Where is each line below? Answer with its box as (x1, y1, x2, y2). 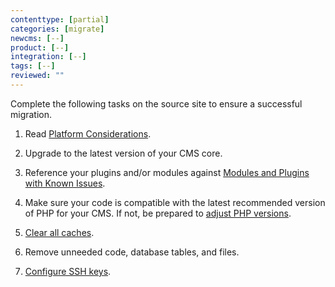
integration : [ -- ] (10, 52, 87, 62)
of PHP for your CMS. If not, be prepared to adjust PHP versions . (24, 207, 292, 219)
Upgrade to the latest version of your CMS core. (24, 147, 223, 159)
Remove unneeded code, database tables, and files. (24, 246, 240, 258)
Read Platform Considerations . (24, 127, 152, 140)
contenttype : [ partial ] (10, 14, 110, 25)
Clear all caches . (24, 226, 95, 238)
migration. (10, 108, 53, 120)
